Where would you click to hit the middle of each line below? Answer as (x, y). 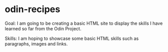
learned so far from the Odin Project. (43, 28)
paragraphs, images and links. (36, 43)
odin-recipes (32, 9)
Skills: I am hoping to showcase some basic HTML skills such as (72, 38)
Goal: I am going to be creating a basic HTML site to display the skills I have (84, 23)
